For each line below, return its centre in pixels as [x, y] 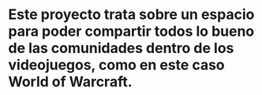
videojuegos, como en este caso [116, 65]
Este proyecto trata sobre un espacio [131, 15]
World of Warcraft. [70, 82]
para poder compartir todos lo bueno [131, 31]
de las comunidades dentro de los [121, 48]
